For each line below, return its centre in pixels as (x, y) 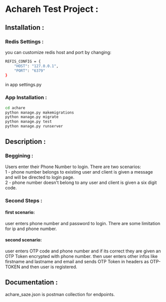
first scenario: (20, 212)
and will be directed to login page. (40, 177)
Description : (26, 142)
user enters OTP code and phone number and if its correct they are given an (83, 251)
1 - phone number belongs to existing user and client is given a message (79, 172)
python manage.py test (28, 122)
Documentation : (31, 282)
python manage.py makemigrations (40, 113)
